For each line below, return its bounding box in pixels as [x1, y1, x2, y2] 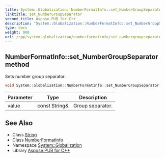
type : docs [5, 26, 27, 30]
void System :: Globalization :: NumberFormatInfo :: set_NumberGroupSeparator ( [5, 83, 162, 88]
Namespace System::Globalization [12, 142, 82, 148]
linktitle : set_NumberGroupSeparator [5, 12, 82, 17]
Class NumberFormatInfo [12, 137, 63, 143]
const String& [37, 102, 69, 109]
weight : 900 [5, 30, 29, 35]
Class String [12, 132, 37, 138]
